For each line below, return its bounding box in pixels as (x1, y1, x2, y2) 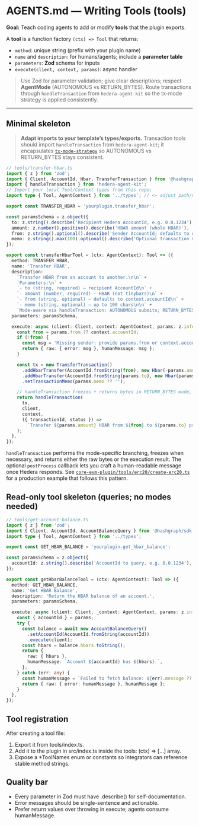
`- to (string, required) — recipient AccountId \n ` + (17, 285, 152, 291)
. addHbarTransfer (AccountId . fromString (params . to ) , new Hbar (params (21, 372, 195, 379)
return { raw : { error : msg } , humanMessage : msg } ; (21, 346, 155, 352)
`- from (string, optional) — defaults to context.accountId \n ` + (17, 297, 184, 302)
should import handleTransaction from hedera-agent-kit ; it (20, 141, 164, 148)
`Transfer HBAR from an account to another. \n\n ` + (17, 274, 147, 280)
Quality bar (6, 777, 49, 787)
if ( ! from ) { (17, 335, 49, 340)
